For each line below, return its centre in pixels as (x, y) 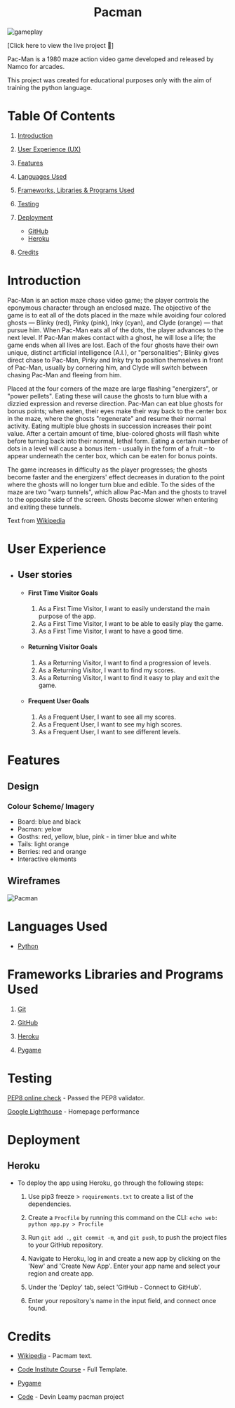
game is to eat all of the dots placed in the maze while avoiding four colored (117, 315)
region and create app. (61, 1273)
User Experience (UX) (49, 149)
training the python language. (50, 87)
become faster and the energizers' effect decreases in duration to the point (116, 477)
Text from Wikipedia (36, 520)
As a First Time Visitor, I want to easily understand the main (124, 608)
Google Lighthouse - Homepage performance (73, 1111)
